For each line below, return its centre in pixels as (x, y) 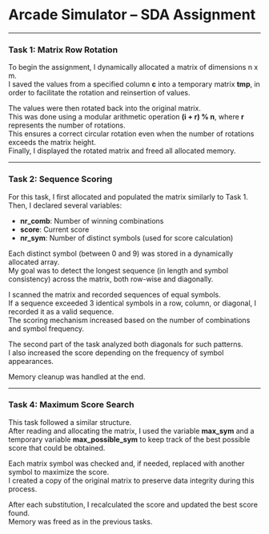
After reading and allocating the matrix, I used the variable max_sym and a (131, 431)
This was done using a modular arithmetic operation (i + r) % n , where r (126, 117)
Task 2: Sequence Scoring (60, 180)
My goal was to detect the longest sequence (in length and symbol (118, 270)
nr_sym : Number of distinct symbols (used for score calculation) (126, 237)
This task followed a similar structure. (70, 422)
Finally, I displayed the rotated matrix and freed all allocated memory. (122, 151)
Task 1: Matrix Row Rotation (63, 50)
